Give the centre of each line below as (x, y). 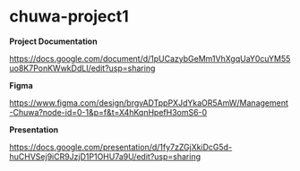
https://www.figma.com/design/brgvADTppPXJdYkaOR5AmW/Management (149, 103)
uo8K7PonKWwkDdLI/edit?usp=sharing (82, 68)
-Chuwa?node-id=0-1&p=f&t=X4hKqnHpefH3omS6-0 (108, 112)
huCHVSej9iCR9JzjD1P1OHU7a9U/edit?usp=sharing (105, 156)
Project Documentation (53, 41)
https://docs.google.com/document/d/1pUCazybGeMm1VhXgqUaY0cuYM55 (150, 58)
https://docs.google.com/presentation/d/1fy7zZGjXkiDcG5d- (121, 147)
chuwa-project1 (69, 17)
